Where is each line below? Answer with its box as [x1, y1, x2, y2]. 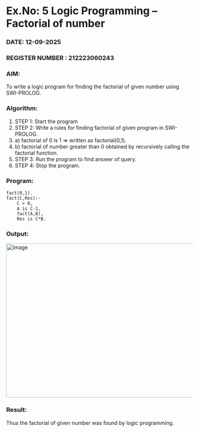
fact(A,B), [17, 210, 44, 217]
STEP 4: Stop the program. [14, 162, 81, 169]
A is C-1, [17, 206, 41, 212]
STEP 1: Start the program [14, 117, 78, 125]
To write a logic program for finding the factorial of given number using [6, 83, 179, 90]
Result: [6, 406, 27, 414]
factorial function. [14, 149, 58, 156]
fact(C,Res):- [6, 195, 41, 201]
